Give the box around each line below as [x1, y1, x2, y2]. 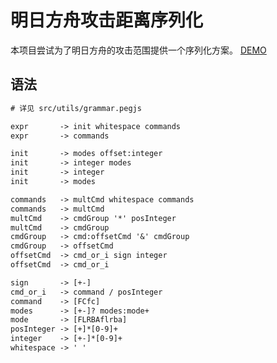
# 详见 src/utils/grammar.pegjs [10, 103, 142, 113]
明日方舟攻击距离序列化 [10, 9, 204, 32]
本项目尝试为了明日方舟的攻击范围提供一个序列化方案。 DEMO [10, 44, 267, 56]
